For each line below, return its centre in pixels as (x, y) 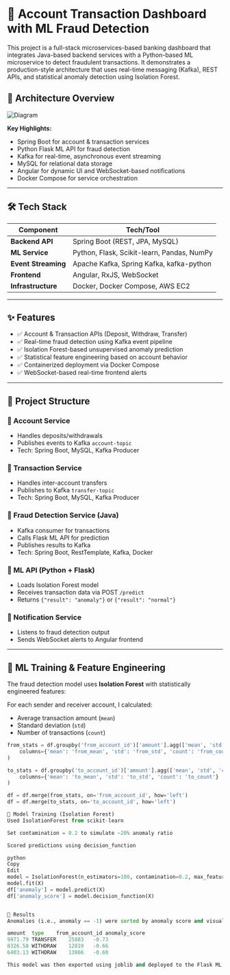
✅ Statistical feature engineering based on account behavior (102, 357)
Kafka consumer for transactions (63, 530)
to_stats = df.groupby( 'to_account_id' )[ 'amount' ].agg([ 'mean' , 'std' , (111, 770)
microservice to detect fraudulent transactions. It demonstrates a (99, 62)
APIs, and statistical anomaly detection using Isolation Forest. (93, 77)
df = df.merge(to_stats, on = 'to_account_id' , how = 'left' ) (91, 802)
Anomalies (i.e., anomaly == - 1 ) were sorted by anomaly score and (105, 921)
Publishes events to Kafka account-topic (74, 443)
